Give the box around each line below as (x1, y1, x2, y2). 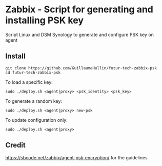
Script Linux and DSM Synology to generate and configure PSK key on (5, 31, 154, 38)
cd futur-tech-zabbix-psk (5, 70, 60, 75)
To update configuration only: (5, 117, 68, 123)
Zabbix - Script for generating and (5, 4, 154, 15)
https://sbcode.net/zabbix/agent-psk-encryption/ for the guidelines (5, 154, 148, 160)
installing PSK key (5, 14, 84, 26)
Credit (5, 141, 26, 150)
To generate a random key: (5, 98, 63, 104)
